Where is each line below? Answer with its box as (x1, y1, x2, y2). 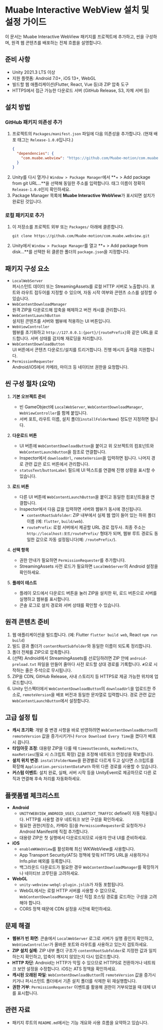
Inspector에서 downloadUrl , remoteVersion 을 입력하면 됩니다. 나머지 (19, 455, 150, 460)
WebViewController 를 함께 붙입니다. (19, 410, 88, 416)
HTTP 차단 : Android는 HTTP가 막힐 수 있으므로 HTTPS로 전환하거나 (12, 959, 143, 965)
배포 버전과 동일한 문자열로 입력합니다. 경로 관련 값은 (55, 692, 156, 698)
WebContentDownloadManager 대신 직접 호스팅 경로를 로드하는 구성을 (19, 894, 148, 900)
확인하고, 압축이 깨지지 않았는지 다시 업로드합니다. (25, 954, 120, 959)
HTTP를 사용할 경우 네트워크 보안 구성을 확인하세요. (26, 816, 125, 823)
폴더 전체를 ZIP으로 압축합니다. (12, 649, 71, 655)
